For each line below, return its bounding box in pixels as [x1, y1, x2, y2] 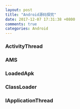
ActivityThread [5, 43, 43, 50]
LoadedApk [5, 70, 34, 77]
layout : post [5, 7, 33, 13]
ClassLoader [5, 83, 37, 90]
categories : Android [5, 26, 49, 31]
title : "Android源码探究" [5, 12, 57, 17]
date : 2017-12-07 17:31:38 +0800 [5, 17, 75, 22]
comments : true [5, 21, 37, 27]
